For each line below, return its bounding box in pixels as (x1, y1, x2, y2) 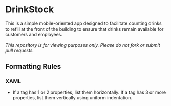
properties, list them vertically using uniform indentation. (12, 94, 132, 100)
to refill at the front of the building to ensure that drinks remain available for (5, 25, 164, 32)
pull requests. (5, 47, 34, 54)
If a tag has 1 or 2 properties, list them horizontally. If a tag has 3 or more (12, 89, 166, 95)
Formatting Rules (5, 62, 61, 71)
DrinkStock (5, 4, 54, 15)
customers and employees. (5, 31, 63, 37)
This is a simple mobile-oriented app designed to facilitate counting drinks (5, 20, 162, 26)
